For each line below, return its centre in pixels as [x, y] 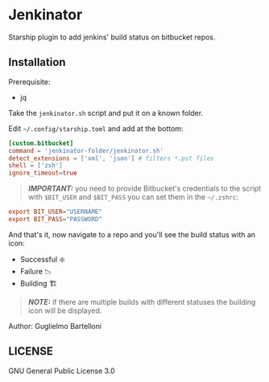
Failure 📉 [36, 271]
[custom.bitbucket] [41, 143]
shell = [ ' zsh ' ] [35, 166]
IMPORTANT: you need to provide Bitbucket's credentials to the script [145, 189]
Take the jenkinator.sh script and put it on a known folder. [106, 113]
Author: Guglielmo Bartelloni [55, 326]
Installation [37, 62]
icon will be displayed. [65, 310]
